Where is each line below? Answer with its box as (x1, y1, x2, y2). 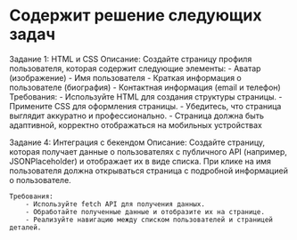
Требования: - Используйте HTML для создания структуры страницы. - (9, 91, 283, 102)
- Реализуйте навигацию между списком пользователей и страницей (25, 215, 274, 224)
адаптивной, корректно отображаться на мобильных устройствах (9, 119, 263, 130)
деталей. (9, 223, 42, 232)
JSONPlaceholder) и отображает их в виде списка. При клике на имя (9, 156, 272, 166)
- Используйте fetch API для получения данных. (25, 199, 205, 209)
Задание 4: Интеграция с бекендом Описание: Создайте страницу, (9, 137, 266, 148)
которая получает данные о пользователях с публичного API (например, (9, 146, 288, 156)
